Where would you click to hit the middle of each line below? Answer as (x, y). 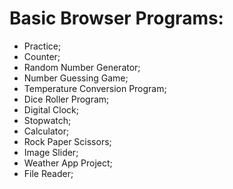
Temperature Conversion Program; (95, 88)
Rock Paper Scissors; (67, 141)
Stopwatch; (47, 120)
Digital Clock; (51, 109)
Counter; (42, 56)
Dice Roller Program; (66, 99)
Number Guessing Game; (76, 78)
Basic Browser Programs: (116, 18)
